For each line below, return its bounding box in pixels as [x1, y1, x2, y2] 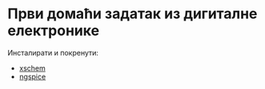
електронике [7, 21, 100, 40]
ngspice [18, 72, 46, 81]
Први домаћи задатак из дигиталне [7, 5, 258, 23]
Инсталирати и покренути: [7, 48, 99, 57]
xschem [18, 63, 46, 72]
